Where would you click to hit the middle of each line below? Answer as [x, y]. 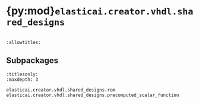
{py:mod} [31, 11]
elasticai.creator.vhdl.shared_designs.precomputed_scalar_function [93, 95]
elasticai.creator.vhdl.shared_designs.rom [61, 90]
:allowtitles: [24, 42]
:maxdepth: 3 [22, 79]
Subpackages [32, 61]
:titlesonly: [22, 74]
